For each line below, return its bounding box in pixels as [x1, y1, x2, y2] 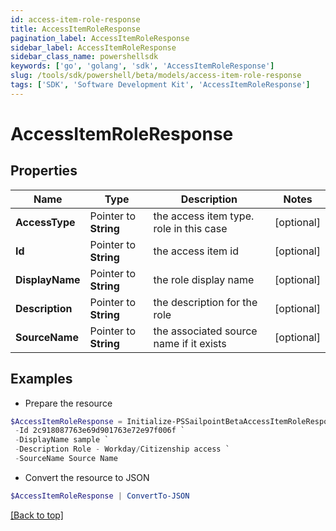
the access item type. [153, 209, 255, 223]
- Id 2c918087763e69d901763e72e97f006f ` [14, 426, 186, 436]
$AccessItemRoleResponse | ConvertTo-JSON [10, 491, 190, 501]
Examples [10, 371, 73, 388]
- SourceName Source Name [14, 454, 118, 464]
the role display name [153, 272, 255, 286]
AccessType [15, 215, 76, 229]
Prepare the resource [24, 397, 113, 409]
